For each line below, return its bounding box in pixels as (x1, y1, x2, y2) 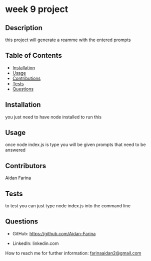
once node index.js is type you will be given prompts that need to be (5, 142, 146, 148)
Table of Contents (5, 51, 62, 60)
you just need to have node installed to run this (5, 114, 101, 120)
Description (5, 24, 42, 32)
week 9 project (5, 4, 68, 15)
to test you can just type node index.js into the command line (5, 203, 131, 209)
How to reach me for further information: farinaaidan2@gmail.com (5, 250, 141, 256)
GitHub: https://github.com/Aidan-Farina (12, 230, 96, 236)
